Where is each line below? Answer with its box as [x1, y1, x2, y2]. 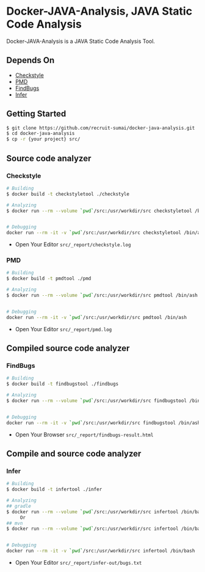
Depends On [6, 55, 55, 65]
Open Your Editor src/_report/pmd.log [15, 325, 112, 332]
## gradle [6, 503, 32, 509]
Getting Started [6, 109, 67, 119]
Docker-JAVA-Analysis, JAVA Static [6, 4, 193, 18]
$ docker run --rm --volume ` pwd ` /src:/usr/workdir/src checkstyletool [6, 208, 192, 214]
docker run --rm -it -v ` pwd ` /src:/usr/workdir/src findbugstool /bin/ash [6, 420, 201, 426]
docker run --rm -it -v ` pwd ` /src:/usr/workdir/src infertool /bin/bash [6, 548, 195, 554]
